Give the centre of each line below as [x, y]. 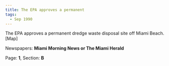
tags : [11, 14]
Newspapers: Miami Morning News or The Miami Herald [65, 48]
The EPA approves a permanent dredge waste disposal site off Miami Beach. [85, 33]
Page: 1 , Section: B [25, 58]
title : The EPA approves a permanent [45, 10]
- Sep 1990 [21, 19]
